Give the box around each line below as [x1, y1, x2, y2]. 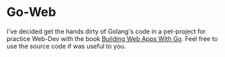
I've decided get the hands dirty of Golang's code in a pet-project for [6, 27, 206, 35]
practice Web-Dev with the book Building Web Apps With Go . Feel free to [6, 34, 218, 42]
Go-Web [6, 4, 57, 20]
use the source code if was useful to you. [6, 42, 126, 50]
